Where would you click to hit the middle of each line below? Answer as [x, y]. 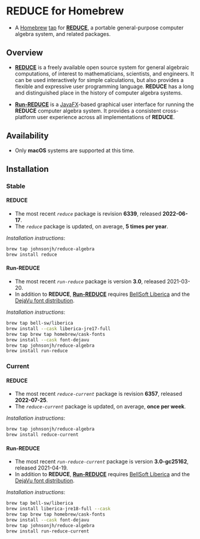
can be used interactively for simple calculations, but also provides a [99, 80]
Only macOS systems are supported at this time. [75, 150]
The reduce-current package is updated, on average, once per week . [100, 407]
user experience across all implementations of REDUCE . [106, 117]
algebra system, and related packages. [63, 34]
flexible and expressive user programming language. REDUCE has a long [104, 86]
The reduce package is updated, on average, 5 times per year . [91, 226]
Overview [25, 53]
